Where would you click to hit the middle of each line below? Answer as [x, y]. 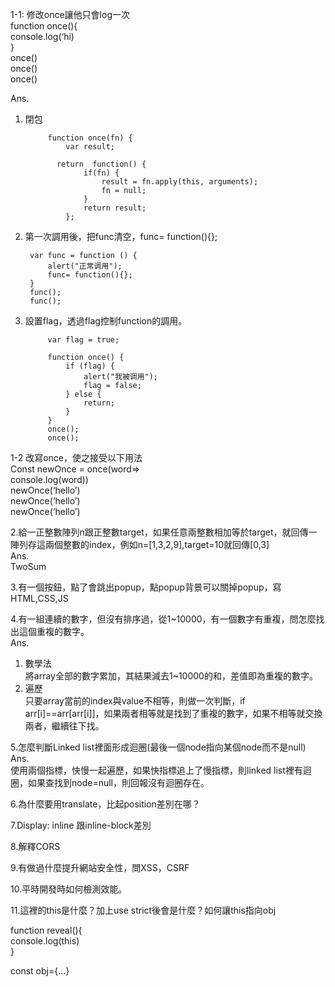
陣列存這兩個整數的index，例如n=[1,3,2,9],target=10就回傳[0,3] [140, 544]
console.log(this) [45, 941]
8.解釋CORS [35, 846]
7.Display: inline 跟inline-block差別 [81, 825]
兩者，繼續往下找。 [64, 726]
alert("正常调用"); [85, 266]
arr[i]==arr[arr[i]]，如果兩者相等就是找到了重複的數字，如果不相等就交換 [173, 713]
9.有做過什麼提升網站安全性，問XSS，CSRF [100, 867]
